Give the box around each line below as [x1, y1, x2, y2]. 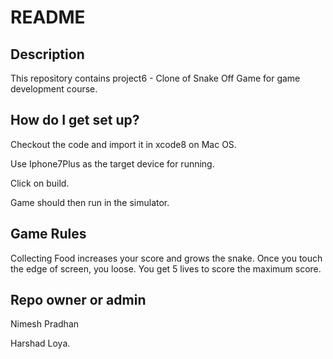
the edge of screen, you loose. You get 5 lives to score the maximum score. [10, 262, 322, 275]
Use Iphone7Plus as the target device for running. [10, 157, 215, 170]
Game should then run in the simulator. [10, 196, 170, 208]
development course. [10, 83, 98, 95]
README [10, 6, 86, 29]
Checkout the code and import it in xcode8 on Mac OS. [10, 138, 237, 150]
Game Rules [10, 226, 87, 243]
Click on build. [10, 177, 70, 189]
